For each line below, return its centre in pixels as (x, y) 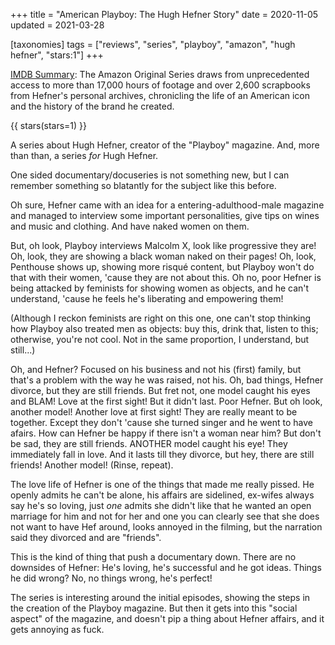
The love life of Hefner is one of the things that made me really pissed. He (162, 484)
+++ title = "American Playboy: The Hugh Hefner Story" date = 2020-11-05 (164, 14)
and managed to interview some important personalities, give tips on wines (165, 215)
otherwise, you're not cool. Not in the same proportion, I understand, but (160, 339)
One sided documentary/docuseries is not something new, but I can (150, 175)
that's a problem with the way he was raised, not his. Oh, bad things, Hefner (167, 380)
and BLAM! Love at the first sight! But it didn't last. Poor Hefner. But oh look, (166, 401)
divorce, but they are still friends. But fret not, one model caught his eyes (160, 390)
